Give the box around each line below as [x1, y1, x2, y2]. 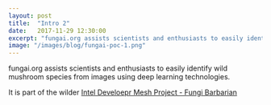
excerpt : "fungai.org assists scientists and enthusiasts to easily [8, 34, 244, 42]
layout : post [8, 11, 52, 20]
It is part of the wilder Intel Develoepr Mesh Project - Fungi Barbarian [8, 87, 238, 97]
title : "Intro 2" [8, 19, 70, 27]
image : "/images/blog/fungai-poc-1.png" [8, 42, 147, 50]
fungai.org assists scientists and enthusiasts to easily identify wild [8, 63, 228, 73]
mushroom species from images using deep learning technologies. [8, 72, 231, 82]
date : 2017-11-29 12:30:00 [8, 26, 106, 34]
